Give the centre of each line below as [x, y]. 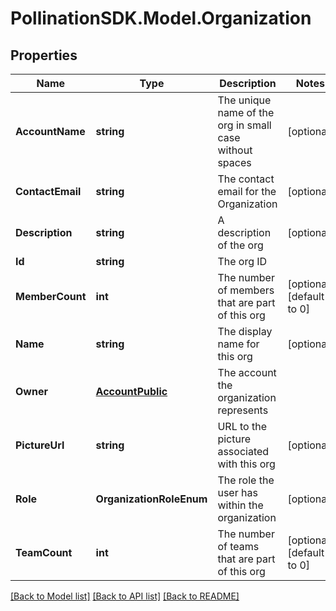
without [235, 150]
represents [243, 410]
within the [240, 505]
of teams [238, 546]
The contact [246, 179]
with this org [246, 464]
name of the [246, 112]
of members [246, 290]
